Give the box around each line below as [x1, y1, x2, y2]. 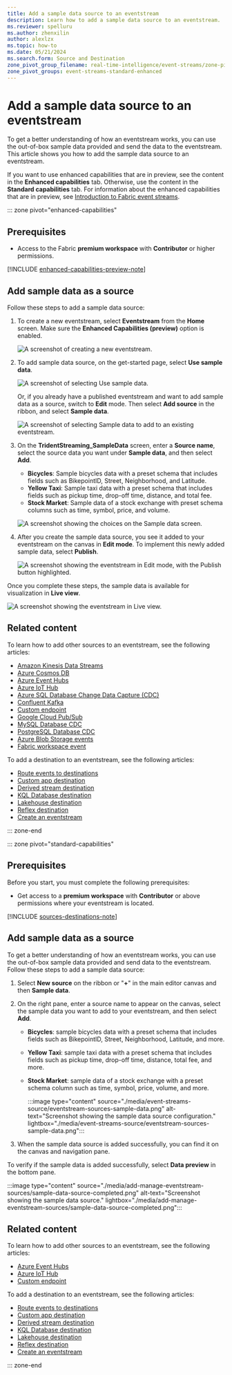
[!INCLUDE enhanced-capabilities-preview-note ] [7, 265, 146, 274]
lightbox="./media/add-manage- [105, 1196, 197, 1204]
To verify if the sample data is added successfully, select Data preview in [7, 1160, 216, 1168]
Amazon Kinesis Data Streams [17, 661, 104, 670]
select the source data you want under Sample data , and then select [17, 448, 213, 457]
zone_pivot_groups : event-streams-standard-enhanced [7, 68, 162, 75]
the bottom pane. [7, 1168, 57, 1176]
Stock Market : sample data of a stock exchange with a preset [27, 1076, 204, 1085]
